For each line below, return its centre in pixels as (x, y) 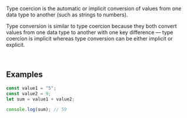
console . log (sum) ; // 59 (36, 110)
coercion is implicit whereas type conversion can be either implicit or (90, 38)
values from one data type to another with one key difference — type (90, 32)
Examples (24, 75)
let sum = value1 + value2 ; (41, 99)
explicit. (16, 45)
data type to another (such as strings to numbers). (67, 15)
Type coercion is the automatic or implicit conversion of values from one (94, 9)
